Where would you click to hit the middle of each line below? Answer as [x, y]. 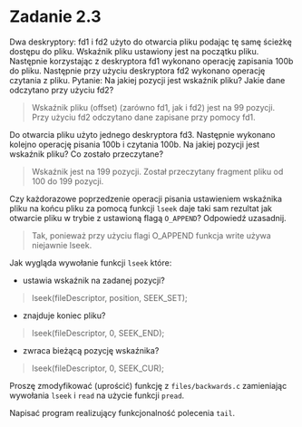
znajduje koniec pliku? [64, 315]
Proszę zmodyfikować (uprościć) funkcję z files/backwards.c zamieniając [148, 385]
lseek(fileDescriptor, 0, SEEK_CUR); [98, 368]
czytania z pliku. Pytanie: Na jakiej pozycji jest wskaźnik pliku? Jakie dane [147, 80]
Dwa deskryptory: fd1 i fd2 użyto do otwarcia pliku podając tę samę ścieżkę [151, 42]
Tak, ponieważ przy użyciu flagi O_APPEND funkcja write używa [151, 235]
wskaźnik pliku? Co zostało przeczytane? [87, 154]
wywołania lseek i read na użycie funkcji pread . [97, 395]
